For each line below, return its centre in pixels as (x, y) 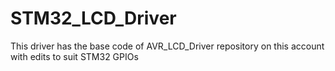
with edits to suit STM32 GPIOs (74, 56)
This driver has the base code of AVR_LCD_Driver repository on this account (167, 46)
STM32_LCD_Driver (93, 18)
